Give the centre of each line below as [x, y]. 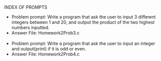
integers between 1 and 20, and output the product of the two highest [83, 22]
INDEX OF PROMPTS [26, 7]
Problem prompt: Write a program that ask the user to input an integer [83, 43]
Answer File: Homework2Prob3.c [45, 33]
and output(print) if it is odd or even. [49, 49]
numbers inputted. [30, 27]
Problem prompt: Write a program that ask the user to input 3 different [83, 17]
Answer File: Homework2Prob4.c [45, 54]
